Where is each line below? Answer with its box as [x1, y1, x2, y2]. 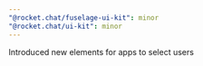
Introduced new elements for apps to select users [8, 46, 194, 57]
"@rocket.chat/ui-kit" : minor [8, 22, 123, 31]
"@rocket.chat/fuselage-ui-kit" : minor [8, 13, 159, 23]
